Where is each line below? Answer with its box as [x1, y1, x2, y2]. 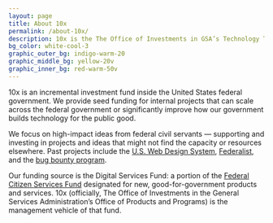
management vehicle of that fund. [8, 205, 122, 215]
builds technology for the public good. [8, 113, 136, 123]
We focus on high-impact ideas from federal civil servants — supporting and [8, 129, 265, 138]
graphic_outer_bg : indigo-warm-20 [8, 50, 126, 58]
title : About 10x [8, 20, 67, 28]
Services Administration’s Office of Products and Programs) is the [8, 196, 228, 206]
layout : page [8, 11, 53, 20]
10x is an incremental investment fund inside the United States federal [8, 87, 242, 97]
